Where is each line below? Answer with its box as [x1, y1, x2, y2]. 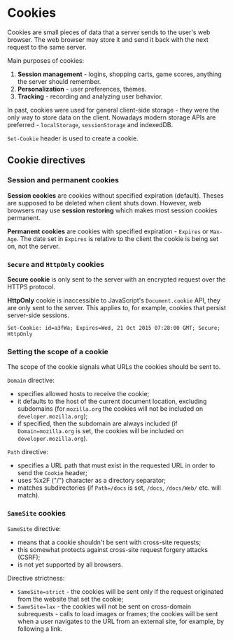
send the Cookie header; [17, 469, 87, 477]
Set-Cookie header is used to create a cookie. [7, 134, 139, 143]
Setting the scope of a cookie [7, 347, 108, 356]
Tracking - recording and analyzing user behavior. [17, 92, 163, 101]
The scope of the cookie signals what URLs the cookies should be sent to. [7, 363, 221, 371]
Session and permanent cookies [7, 175, 119, 185]
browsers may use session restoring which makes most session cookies [7, 206, 218, 214]
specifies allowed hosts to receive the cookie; [17, 390, 150, 398]
